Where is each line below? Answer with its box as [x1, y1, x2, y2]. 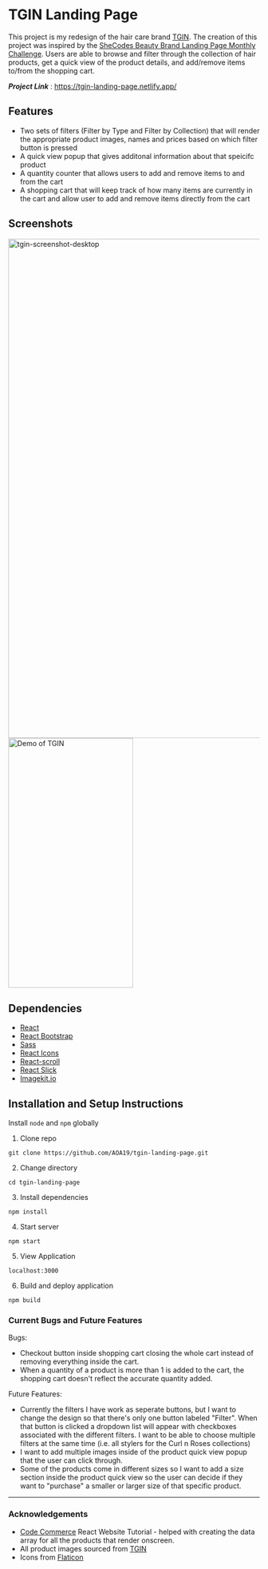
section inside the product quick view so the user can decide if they [19, 1472, 243, 1483]
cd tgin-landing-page [8, 1178, 81, 1187]
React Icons [19, 1048, 60, 1058]
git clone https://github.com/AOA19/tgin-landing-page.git [8, 1149, 209, 1158]
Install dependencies [19, 1193, 89, 1202]
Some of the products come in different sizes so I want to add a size [19, 1464, 244, 1474]
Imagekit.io [19, 1074, 57, 1083]
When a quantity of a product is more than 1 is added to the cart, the [19, 1365, 245, 1375]
